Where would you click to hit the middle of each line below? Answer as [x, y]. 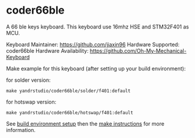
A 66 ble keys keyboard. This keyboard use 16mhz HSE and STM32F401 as [97, 27]
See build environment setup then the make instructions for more [85, 123]
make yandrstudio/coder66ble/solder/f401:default [69, 91]
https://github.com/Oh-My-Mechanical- [138, 50]
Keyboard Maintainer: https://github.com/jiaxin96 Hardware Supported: [93, 44]
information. [21, 130]
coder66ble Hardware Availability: [47, 50]
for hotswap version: [31, 102]
